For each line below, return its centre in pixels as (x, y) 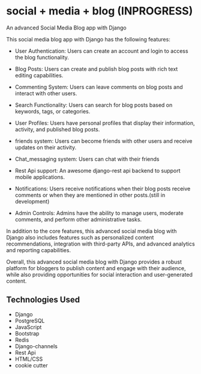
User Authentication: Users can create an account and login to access (101, 51)
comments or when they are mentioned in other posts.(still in (90, 195)
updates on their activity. (46, 147)
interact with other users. (46, 93)
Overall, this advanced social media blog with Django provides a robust (94, 262)
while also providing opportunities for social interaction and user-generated (100, 274)
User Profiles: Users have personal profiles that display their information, (105, 123)
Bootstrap (27, 333)
